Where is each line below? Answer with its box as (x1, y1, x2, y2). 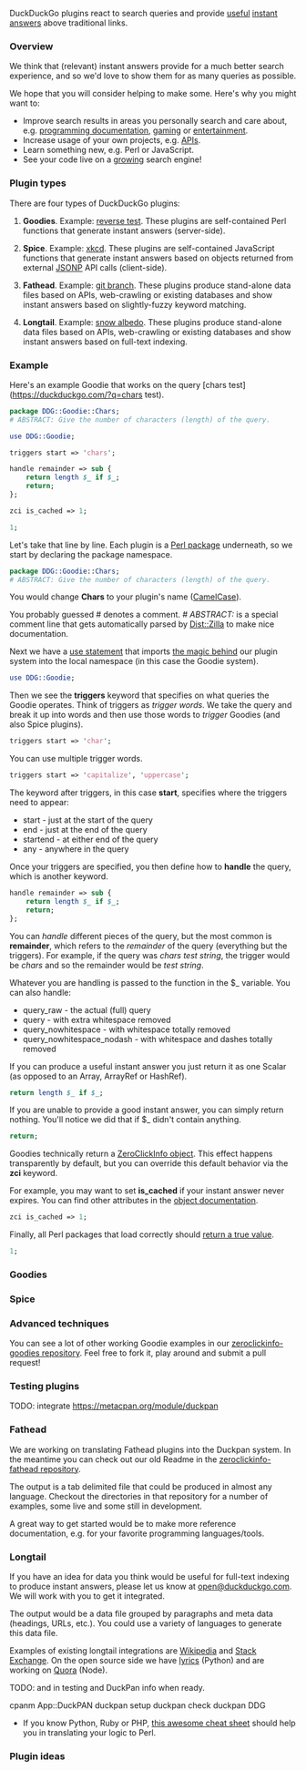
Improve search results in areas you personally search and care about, (22, 116, 288, 127)
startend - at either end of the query (22, 834, 158, 845)
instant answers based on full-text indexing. (22, 336, 189, 347)
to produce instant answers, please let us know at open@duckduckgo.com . (9, 1581, 292, 1592)
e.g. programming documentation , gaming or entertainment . (22, 125, 249, 136)
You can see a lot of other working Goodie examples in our (9, 1338, 229, 1349)
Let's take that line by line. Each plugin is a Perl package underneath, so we (9, 539, 293, 550)
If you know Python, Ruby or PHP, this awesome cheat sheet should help (22, 1717, 296, 1729)
